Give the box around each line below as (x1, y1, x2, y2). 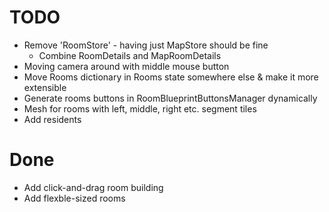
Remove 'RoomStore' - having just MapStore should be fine (23, 39, 269, 51)
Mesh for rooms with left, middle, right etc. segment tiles (23, 102, 257, 115)
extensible (23, 81, 67, 93)
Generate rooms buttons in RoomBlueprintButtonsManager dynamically (23, 92, 318, 104)
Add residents (23, 113, 82, 125)
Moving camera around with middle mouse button (23, 60, 230, 72)
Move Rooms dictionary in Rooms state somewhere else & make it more (23, 71, 319, 83)
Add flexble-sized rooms (23, 192, 126, 204)
